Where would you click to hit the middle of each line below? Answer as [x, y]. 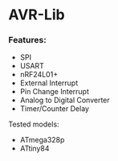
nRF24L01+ [39, 75]
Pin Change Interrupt [55, 92]
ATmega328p [42, 140]
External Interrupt [49, 83]
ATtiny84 [35, 149]
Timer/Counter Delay [55, 109]
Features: [27, 40]
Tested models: [34, 124]
